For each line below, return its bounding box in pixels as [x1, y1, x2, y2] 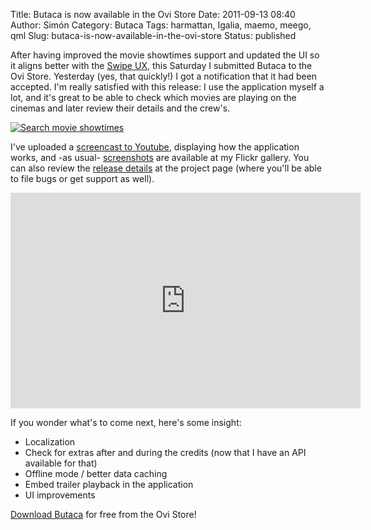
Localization [24, 436, 76, 448]
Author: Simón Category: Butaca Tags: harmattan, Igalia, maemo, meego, [10, 19, 312, 31]
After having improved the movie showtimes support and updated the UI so [10, 49, 320, 61]
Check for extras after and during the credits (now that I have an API [24, 447, 307, 458]
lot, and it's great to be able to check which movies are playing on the [10, 92, 297, 103]
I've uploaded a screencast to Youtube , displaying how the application [10, 141, 300, 153]
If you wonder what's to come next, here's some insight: [10, 417, 242, 428]
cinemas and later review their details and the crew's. [10, 102, 231, 114]
